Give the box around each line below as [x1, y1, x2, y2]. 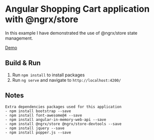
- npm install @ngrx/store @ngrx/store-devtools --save [5, 121, 122, 126]
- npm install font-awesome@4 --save [5, 113, 82, 118]
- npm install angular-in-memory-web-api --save [5, 117, 106, 122]
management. [5, 35, 33, 41]
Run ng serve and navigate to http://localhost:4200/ [12, 77, 121, 83]
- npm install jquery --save [5, 126, 65, 131]
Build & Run [5, 59, 41, 67]
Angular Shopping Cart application [5, 3, 150, 15]
